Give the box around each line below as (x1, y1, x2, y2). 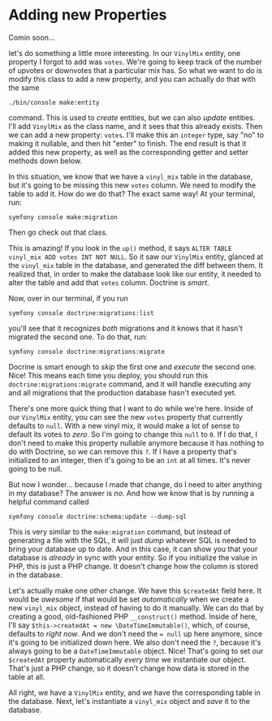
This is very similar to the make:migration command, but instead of (8, 526, 231, 537)
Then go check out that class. (8, 227, 108, 237)
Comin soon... (8, 32, 55, 42)
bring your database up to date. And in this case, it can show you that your (8, 544, 258, 554)
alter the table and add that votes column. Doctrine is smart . (8, 278, 209, 287)
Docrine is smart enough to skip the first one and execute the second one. (8, 361, 257, 371)
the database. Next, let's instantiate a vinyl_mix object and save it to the (8, 696, 250, 706)
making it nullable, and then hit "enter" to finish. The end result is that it (8, 138, 247, 148)
